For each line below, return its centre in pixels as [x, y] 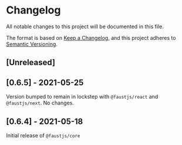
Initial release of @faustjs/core [43, 135]
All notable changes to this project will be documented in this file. [85, 26]
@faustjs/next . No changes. [40, 103]
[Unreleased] [31, 63]
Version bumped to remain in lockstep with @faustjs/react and [82, 97]
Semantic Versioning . [32, 44]
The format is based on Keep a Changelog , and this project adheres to [91, 38]
